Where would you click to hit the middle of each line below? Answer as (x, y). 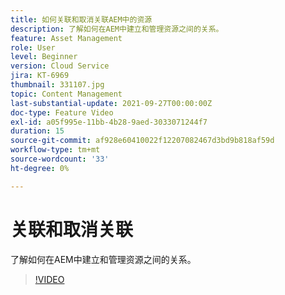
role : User (33, 47)
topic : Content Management (66, 94)
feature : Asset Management (66, 38)
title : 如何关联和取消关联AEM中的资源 (81, 19)
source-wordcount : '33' (60, 159)
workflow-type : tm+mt (55, 150)
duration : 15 (37, 131)
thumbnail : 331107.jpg (57, 85)
